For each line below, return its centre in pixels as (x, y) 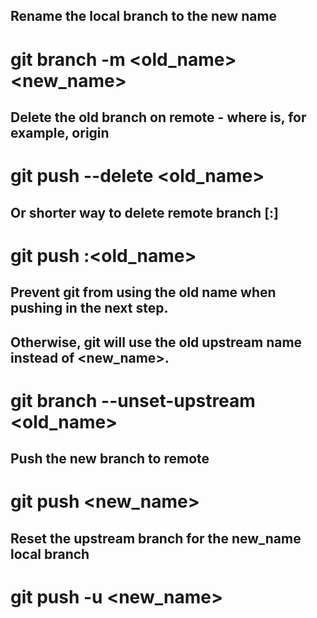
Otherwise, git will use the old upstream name (156, 342)
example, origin (60, 132)
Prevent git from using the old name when (143, 292)
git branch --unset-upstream (133, 400)
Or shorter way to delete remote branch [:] (144, 212)
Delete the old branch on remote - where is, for (158, 117)
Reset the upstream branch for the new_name (156, 538)
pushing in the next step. (89, 308)
